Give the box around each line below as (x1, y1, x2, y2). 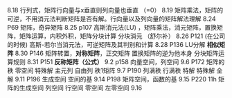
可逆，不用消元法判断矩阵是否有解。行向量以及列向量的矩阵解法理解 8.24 (7, 14, 216, 23)
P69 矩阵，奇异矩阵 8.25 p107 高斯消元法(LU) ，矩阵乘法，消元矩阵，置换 (7, 23, 217, 31)
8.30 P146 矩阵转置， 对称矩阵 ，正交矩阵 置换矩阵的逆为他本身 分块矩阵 (15, 49, 219, 57)
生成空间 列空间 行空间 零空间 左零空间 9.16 (19, 84, 143, 92)
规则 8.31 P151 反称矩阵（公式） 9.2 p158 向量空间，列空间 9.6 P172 (12, 58, 205, 66)
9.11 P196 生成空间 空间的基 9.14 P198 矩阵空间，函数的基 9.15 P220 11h (15, 75, 217, 83)
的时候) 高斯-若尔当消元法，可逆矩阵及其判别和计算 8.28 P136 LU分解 (7, 41, 206, 48)
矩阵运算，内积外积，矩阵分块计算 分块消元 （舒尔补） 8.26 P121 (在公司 (19, 32, 226, 40)
